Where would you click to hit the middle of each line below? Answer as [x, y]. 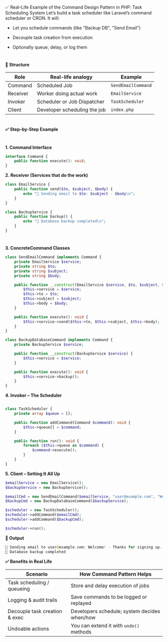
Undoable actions [28, 629]
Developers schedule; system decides [115, 611]
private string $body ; [38, 276]
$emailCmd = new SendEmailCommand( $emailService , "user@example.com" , [80, 497]
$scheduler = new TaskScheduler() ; [42, 510]
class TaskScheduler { [29, 409]
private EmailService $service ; [48, 262]
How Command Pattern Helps [115, 574]
